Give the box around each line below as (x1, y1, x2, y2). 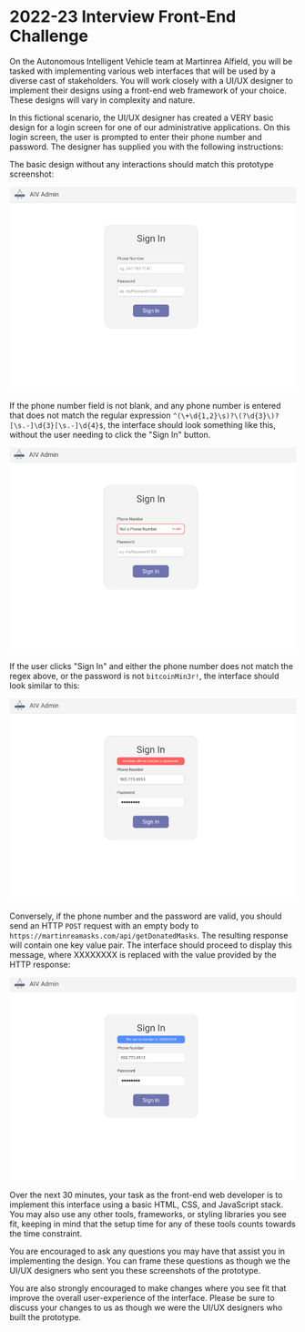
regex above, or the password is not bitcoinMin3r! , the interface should (9, 671, 280, 682)
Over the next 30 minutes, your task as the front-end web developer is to (9, 1190, 283, 1201)
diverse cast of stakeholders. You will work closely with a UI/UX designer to (9, 75, 293, 86)
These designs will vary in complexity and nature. (9, 94, 196, 106)
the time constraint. (9, 1228, 83, 1239)
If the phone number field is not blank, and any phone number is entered (9, 401, 281, 412)
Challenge (9, 25, 89, 46)
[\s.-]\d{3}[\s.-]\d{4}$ (9, 422, 104, 431)
